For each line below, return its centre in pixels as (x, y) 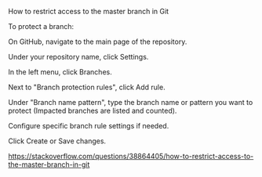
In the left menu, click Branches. (60, 72)
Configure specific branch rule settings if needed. (89, 126)
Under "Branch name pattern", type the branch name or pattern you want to (131, 102)
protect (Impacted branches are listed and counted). (93, 110)
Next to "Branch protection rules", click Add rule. (87, 87)
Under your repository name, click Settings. (78, 57)
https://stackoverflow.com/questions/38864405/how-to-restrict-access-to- (131, 156)
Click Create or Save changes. (57, 141)
